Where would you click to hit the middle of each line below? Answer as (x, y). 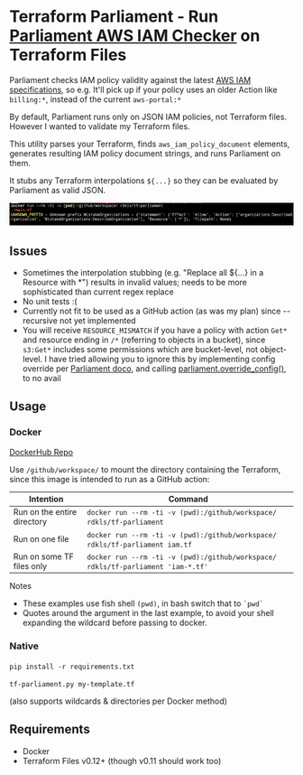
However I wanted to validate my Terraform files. (100, 126)
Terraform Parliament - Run (114, 17)
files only (30, 565)
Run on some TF (44, 556)
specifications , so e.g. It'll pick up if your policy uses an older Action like (143, 89)
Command (188, 500)
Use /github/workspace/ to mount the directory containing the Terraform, (145, 469)
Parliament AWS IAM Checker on (135, 36)
